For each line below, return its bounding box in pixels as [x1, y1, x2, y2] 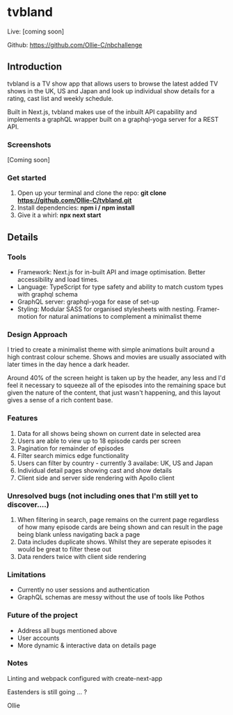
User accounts [17, 634, 60, 642]
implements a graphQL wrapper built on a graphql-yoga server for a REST [7, 115, 219, 123]
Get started [7, 173, 47, 182]
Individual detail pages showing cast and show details [17, 466, 172, 474]
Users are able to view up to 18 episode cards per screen [17, 437, 181, 445]
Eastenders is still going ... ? [7, 687, 88, 696]
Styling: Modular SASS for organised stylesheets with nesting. [17, 305, 195, 313]
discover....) [7, 499, 50, 509]
